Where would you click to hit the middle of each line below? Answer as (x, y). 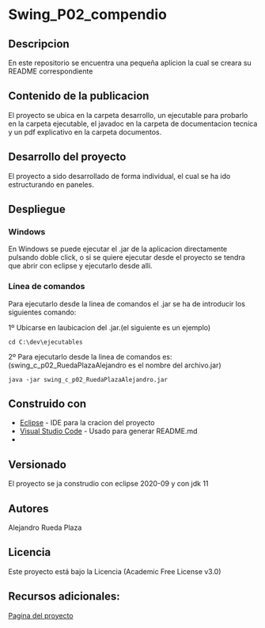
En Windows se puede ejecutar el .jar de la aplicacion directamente (118, 249)
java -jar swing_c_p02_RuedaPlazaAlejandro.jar (88, 379)
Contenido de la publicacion (79, 96)
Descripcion (39, 44)
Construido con (47, 404)
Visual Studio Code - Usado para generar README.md (108, 431)
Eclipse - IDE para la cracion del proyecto (87, 423)
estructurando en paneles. (51, 185)
